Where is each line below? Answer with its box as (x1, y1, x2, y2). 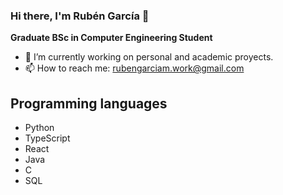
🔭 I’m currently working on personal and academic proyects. (24, 51, 274, 63)
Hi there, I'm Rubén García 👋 (10, 9, 150, 23)
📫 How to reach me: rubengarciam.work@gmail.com (24, 62, 245, 74)
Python (24, 122, 55, 134)
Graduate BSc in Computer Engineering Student (10, 32, 213, 44)
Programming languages (10, 95, 168, 112)
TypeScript (24, 132, 71, 144)
